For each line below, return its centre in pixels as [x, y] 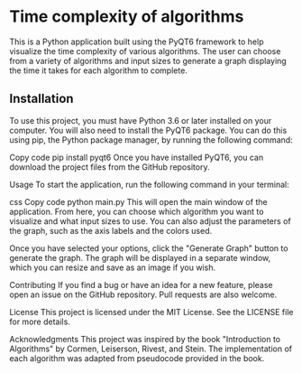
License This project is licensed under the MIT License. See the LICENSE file [151, 312]
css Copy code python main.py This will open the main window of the [138, 201]
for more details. [40, 322]
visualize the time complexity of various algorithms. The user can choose [145, 51]
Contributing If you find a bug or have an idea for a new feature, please [141, 284]
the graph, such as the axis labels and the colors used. [111, 230]
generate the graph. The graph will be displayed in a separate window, [140, 257]
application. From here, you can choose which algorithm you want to [137, 211]
